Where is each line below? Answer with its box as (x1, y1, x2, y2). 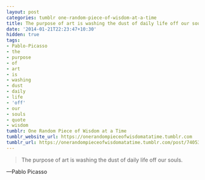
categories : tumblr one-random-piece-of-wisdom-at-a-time (6, 15, 157, 21)
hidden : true (6, 32, 40, 38)
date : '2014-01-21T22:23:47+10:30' (6, 26, 97, 32)
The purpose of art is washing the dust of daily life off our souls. (21, 156, 183, 164)
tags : (6, 37, 20, 43)
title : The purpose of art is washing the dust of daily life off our (6, 20, 190, 26)
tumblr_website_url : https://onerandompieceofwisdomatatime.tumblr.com (6, 134, 192, 140)
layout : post (6, 9, 40, 15)
